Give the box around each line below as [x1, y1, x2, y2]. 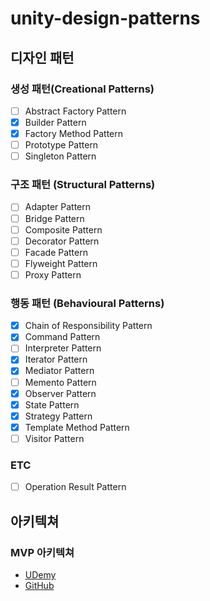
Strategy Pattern [24, 410, 93, 422]
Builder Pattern [24, 116, 87, 128]
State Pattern [24, 398, 80, 411]
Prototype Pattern [24, 139, 99, 151]
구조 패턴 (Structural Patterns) [10, 178, 156, 192]
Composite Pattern [24, 223, 103, 236]
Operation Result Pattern [24, 481, 127, 493]
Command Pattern [24, 331, 101, 343]
